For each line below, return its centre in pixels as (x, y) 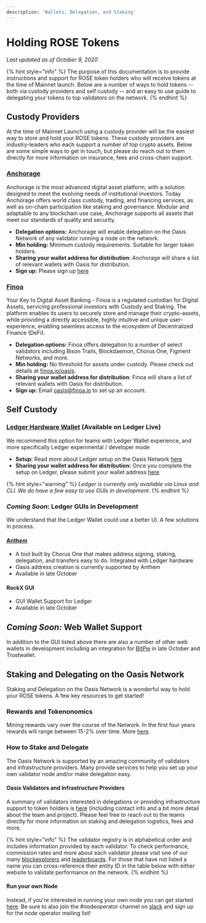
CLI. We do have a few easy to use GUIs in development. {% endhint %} (98, 490)
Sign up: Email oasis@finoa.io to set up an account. (81, 390)
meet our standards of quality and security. (61, 219)
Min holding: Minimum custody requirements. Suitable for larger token (105, 245)
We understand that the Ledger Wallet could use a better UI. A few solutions (103, 519)
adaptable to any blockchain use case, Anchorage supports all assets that (100, 213)
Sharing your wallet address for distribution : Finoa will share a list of (103, 377)
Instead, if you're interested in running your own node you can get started (100, 900)
